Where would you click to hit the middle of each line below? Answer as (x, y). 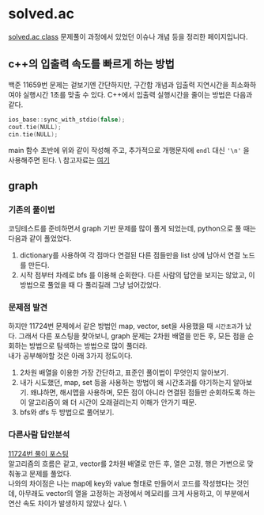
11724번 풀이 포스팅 (38, 453)
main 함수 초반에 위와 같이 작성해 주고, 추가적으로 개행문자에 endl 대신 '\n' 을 (129, 151)
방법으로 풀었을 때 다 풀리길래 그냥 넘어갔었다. (91, 285)
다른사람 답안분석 (39, 435)
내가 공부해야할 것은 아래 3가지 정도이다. (70, 356)
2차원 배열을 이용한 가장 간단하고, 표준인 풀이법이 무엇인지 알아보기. (124, 372)
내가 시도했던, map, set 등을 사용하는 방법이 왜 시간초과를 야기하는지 (125, 383)
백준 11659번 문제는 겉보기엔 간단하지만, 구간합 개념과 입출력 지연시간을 (119, 85)
